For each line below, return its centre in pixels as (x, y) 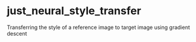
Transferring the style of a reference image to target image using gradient (99, 27)
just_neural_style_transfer (74, 11)
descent (17, 33)
